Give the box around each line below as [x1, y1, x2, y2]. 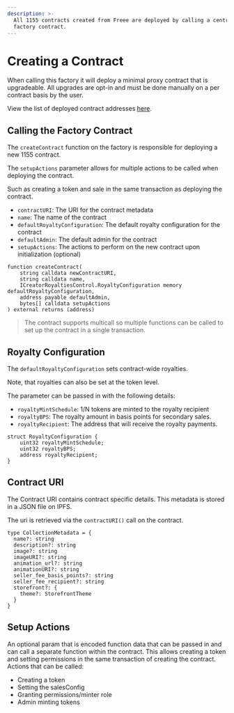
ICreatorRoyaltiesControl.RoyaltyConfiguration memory [19, 282, 182, 289]
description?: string [13, 541, 77, 549]
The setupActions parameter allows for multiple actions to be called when [7, 164, 219, 173]
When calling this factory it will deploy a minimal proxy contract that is [7, 76, 208, 84]
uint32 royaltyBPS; [19, 445, 77, 453]
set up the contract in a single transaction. [24, 326, 146, 334]
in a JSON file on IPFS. [7, 502, 72, 510]
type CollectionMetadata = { [7, 529, 92, 536]
